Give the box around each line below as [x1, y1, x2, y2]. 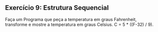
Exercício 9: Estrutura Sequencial [5, 4, 109, 12]
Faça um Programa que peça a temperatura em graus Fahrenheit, [5, 16, 137, 22]
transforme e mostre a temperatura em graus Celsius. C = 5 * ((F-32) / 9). [5, 21, 154, 27]
